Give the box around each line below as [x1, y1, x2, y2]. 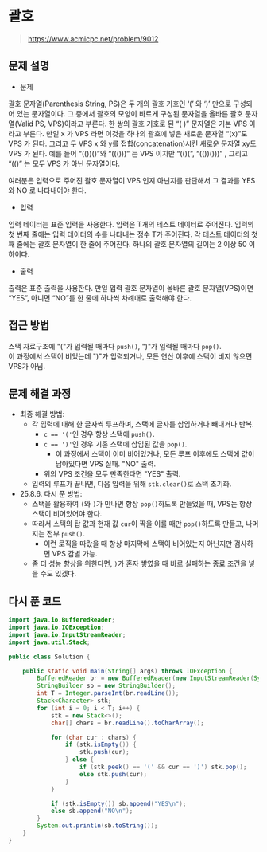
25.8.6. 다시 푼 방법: [19, 489, 83, 499]
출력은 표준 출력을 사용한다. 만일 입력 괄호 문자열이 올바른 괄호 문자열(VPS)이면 [8, 283, 254, 293]
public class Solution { [8, 653, 91, 661]
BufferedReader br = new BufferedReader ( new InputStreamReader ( [37, 674, 254, 682]
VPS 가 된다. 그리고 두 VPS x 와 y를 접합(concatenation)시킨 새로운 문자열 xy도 [8, 139, 257, 148]
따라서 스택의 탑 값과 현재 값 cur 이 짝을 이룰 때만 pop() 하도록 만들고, [31, 519, 245, 528]
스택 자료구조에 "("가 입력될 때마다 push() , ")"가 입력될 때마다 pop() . [8, 341, 222, 351]
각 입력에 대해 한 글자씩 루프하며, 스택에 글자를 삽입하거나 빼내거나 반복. [31, 419, 254, 429]
